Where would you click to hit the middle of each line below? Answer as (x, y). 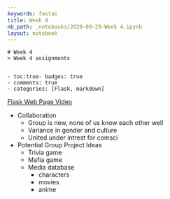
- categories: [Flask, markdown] (56, 89)
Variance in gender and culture (72, 131)
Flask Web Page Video (40, 102)
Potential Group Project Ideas (60, 145)
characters (54, 175)
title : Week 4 (28, 20)
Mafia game (45, 160)
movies (49, 182)
